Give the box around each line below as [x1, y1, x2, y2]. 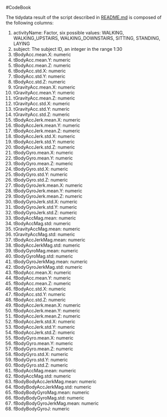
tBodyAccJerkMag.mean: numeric [13, 237, 86, 243]
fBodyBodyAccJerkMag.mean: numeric [13, 379, 97, 384]
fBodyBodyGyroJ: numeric [13, 406, 70, 412]
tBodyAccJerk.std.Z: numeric [13, 144, 75, 150]
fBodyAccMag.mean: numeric [13, 368, 76, 373]
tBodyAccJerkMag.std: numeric [13, 242, 80, 248]
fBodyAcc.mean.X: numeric [13, 269, 71, 275]
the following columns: [6, 20, 54, 26]
